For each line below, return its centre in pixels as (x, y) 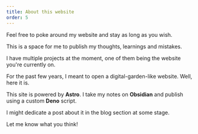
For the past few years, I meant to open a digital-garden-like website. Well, (99, 76)
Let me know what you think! (42, 124)
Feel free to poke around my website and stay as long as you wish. (89, 34)
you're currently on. (31, 65)
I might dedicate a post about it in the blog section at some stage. (88, 112)
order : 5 (17, 18)
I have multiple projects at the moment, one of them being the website (94, 58)
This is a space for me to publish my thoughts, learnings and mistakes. (94, 46)
